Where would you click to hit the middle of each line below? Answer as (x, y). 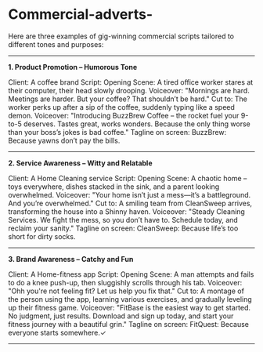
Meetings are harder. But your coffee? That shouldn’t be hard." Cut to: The (128, 99)
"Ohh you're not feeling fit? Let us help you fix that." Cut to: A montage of (126, 291)
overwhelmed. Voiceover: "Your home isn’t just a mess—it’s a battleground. (130, 194)
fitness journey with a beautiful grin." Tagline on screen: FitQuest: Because (128, 324)
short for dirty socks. (42, 236)
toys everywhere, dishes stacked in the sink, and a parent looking (114, 187)
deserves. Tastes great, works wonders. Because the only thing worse (137, 124)
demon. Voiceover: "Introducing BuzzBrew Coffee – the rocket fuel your (124, 115)
